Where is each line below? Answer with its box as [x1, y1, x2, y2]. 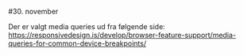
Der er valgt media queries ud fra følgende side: [8, 22, 165, 31]
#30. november [8, 7, 59, 16]
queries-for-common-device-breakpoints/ [8, 39, 147, 48]
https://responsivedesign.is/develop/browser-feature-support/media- [8, 31, 237, 39]
